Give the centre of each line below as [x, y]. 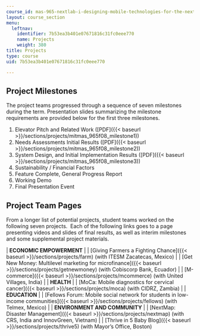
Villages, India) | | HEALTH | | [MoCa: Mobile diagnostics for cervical [90, 282]
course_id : [20, 12]
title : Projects [26, 51]
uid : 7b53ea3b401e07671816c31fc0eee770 [56, 61]
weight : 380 [32, 45]
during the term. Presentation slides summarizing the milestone [84, 112]
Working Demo [33, 180]
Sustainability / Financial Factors [54, 168]
